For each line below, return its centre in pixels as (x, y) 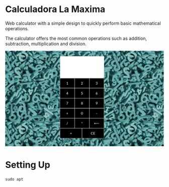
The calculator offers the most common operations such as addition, (76, 38)
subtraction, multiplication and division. (46, 43)
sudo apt (14, 179)
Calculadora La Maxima (55, 9)
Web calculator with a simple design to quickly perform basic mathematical (83, 23)
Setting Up (28, 165)
